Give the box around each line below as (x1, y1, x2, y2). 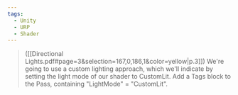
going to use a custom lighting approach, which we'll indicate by (24, 65, 213, 73)
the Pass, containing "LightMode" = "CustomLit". (24, 79, 168, 89)
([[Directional (24, 50, 64, 58)
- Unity (13, 17, 37, 24)
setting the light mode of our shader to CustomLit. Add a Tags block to (24, 72, 231, 81)
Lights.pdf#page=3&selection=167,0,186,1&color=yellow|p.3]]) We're (24, 57, 225, 66)
